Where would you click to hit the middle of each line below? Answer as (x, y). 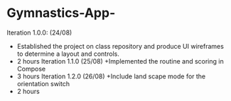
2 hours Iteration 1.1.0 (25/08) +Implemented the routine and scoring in (120, 61)
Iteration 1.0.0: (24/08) (39, 32)
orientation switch (43, 83)
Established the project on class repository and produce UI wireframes (120, 46)
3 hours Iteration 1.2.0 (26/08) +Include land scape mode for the (111, 76)
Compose (31, 69)
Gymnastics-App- (61, 13)
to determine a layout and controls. (68, 54)
